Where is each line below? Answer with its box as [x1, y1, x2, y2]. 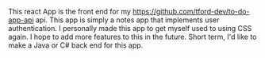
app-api [8, 15, 34, 25]
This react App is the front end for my [8, 7, 131, 16]
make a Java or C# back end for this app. [8, 41, 144, 50]
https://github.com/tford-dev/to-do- [132, 7, 250, 16]
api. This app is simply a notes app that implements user [35, 15, 220, 25]
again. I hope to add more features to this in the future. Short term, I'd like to [8, 32, 257, 41]
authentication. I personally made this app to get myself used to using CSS [8, 24, 252, 33]
